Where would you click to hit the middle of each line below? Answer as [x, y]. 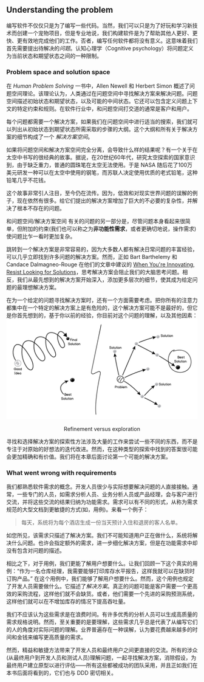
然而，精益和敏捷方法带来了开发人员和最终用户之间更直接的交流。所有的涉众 [102, 650]
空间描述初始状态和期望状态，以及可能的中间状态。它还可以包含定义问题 [97, 101]
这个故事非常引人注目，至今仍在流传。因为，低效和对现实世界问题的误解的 [99, 193]
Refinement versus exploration [102, 429]
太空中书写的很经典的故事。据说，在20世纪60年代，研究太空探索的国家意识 [101, 157]
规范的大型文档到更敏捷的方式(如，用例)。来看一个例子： [77, 509]
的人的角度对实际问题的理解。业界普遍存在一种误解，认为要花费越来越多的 [99, 630]
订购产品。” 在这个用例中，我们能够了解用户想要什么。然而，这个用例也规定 [100, 579]
